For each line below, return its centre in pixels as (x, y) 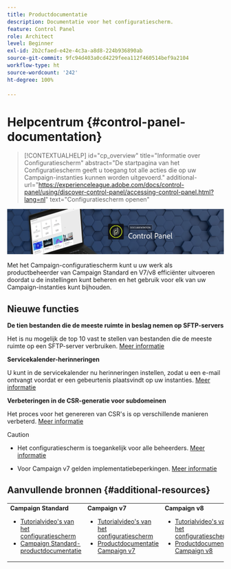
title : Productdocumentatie (47, 14)
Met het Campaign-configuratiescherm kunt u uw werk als (90, 266)
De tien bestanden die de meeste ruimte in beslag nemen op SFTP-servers (115, 325)
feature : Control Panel (41, 29)
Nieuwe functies (43, 309)
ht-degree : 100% (30, 80)
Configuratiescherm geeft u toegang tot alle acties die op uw (110, 170)
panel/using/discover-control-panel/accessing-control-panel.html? (119, 192)
